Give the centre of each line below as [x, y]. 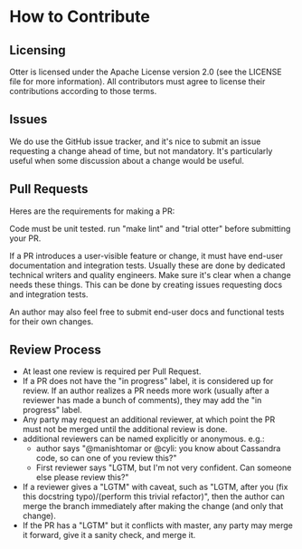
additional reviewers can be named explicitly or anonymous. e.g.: [143, 439]
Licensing [38, 50]
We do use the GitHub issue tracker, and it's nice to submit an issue [135, 141]
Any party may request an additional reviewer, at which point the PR [149, 419]
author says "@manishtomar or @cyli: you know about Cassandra [158, 448]
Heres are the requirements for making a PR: [92, 211]
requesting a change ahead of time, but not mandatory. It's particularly [141, 150]
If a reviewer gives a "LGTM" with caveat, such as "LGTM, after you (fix [155, 487]
